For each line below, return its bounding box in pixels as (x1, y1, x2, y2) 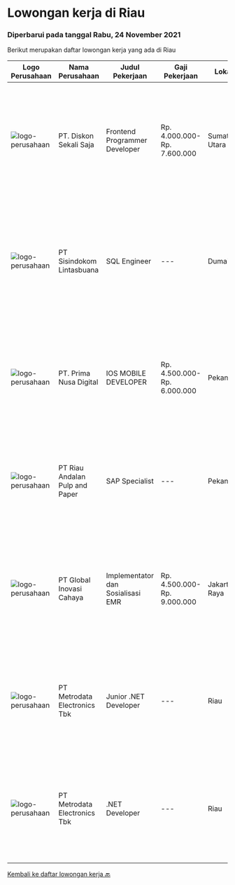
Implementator (106, 571, 155, 581)
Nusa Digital (58, 377, 99, 387)
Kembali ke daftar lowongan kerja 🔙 (7, 870, 111, 879)
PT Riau (58, 463, 84, 473)
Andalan (58, 472, 86, 481)
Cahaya (58, 593, 84, 603)
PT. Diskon (58, 131, 94, 141)
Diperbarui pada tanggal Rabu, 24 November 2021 (7, 30, 181, 40)
